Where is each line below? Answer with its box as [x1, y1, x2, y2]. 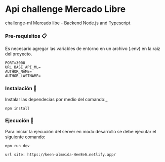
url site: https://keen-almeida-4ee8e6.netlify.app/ [5, 152, 116, 157]
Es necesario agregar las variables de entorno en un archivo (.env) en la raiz [5, 46, 161, 52]
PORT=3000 [5, 60, 26, 65]
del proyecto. [5, 51, 32, 57]
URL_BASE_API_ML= [5, 65, 41, 70]
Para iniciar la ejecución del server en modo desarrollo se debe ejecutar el [5, 128, 157, 134]
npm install [5, 106, 30, 111]
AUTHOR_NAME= [5, 69, 32, 74]
